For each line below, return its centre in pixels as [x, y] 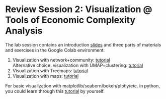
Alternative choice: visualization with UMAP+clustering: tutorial [78, 65]
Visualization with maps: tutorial [46, 76]
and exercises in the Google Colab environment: [55, 50]
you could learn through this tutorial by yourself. [55, 91]
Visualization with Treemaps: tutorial [50, 70]
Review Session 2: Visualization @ [79, 9]
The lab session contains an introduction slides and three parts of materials [83, 44]
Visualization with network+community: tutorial [61, 60]
